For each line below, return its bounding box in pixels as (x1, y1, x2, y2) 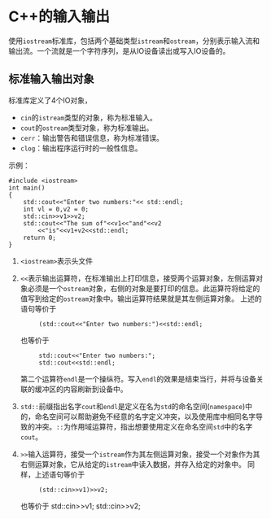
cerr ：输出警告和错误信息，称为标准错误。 (20, 133, 164, 142)
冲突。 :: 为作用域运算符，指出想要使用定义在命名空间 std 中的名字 (34, 421, 253, 431)
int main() (8, 184, 46, 192)
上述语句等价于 (34, 469, 85, 479)
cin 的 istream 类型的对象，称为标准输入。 (20, 112, 157, 122)
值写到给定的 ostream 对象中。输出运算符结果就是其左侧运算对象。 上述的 (20, 294, 262, 303)
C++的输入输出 (8, 7, 110, 26)
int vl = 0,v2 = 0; (23, 205, 90, 213)
